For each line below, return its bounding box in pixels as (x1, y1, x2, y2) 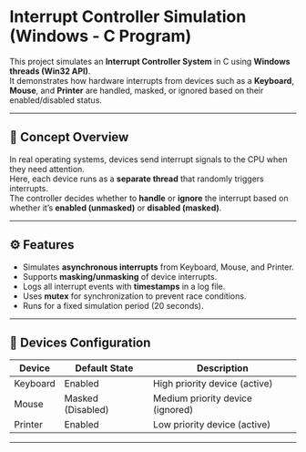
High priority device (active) (153, 377, 273, 390)
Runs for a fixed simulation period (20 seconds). (22, 300, 204, 311)
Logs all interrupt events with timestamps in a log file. (22, 281, 226, 292)
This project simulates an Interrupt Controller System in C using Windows (9, 56, 291, 67)
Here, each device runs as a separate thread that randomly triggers (9, 173, 264, 184)
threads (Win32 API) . (9, 66, 91, 77)
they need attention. (9, 163, 85, 174)
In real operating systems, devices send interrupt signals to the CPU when (9, 153, 288, 165)
